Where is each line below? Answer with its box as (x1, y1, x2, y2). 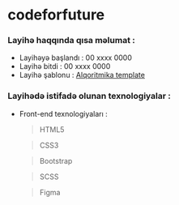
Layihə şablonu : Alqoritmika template (19, 70, 145, 80)
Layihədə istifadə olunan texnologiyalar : (7, 91, 171, 102)
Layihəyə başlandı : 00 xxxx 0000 (19, 53, 133, 62)
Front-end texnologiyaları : (19, 109, 109, 118)
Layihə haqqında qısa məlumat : (7, 35, 135, 46)
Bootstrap (39, 156, 73, 165)
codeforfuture (7, 6, 105, 24)
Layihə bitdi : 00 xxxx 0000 (19, 62, 111, 71)
